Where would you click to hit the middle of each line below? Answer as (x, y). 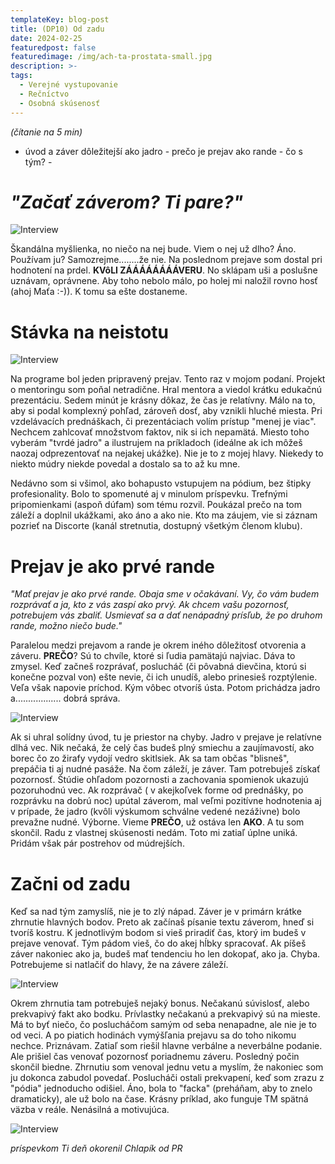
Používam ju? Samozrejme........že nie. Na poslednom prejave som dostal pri (166, 260)
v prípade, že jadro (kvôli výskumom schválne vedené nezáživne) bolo (155, 812)
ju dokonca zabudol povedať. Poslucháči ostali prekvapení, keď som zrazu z (167, 1078)
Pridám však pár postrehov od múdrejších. (97, 843)
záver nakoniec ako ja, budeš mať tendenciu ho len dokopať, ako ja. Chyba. (165, 954)
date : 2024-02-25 (46, 38)
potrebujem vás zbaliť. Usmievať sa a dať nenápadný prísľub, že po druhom (166, 615)
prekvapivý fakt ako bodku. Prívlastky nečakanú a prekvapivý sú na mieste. (165, 1014)
